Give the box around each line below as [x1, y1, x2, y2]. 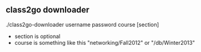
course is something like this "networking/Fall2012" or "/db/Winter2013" [14, 39, 196, 46]
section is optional [14, 33, 61, 40]
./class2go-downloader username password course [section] [5, 21, 159, 28]
